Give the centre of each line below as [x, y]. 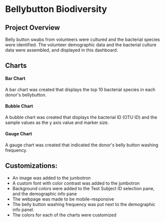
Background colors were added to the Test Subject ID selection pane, [83, 188]
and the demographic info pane [44, 194]
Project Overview [33, 28]
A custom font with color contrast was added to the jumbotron [76, 183]
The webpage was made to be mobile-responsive [63, 199]
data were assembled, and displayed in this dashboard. [62, 50]
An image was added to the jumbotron [51, 178]
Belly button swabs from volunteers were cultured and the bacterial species [82, 39]
